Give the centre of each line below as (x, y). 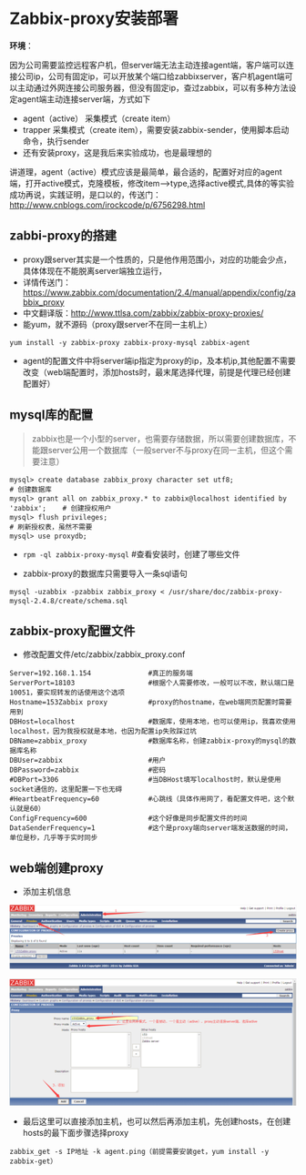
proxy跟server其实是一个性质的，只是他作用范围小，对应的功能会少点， (157, 259)
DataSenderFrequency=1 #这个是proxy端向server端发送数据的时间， (151, 828)
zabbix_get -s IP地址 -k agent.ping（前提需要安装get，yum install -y (139, 1151)
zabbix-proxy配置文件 (72, 630)
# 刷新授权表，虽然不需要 (51, 527)
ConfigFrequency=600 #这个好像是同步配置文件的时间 (128, 819)
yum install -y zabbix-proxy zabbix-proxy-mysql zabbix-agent (130, 342)
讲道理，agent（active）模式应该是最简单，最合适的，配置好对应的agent (146, 172)
